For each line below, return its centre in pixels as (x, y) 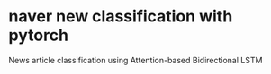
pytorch (39, 35)
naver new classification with (121, 16)
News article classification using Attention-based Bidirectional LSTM (135, 60)
